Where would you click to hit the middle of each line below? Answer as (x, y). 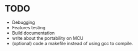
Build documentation (33, 33)
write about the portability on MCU (47, 38)
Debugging (23, 22)
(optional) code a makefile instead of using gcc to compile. (72, 43)
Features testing (28, 27)
